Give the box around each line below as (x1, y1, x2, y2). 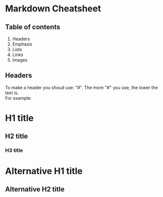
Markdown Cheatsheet (5, 3, 101, 14)
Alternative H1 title (5, 165, 83, 177)
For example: (5, 95, 32, 101)
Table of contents (5, 23, 60, 31)
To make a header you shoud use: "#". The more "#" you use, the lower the (5, 84, 158, 90)
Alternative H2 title (5, 185, 65, 194)
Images (12, 57, 28, 63)
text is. (5, 90, 19, 96)
